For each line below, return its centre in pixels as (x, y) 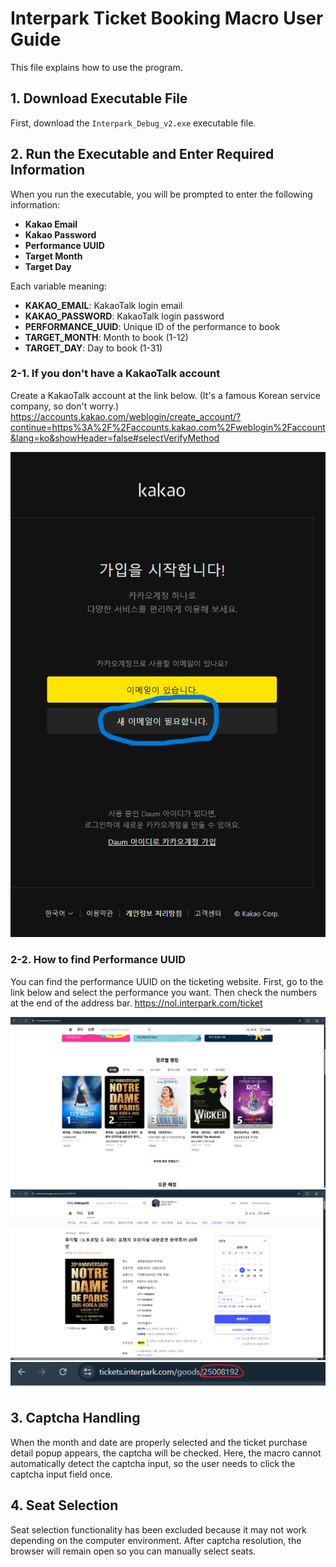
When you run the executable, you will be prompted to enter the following (161, 194)
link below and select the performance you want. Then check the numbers (164, 992)
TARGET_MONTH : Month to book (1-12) (106, 337)
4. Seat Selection (64, 1505)
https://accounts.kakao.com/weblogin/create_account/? (126, 416)
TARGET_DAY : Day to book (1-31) (93, 348)
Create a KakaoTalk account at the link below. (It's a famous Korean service (165, 395)
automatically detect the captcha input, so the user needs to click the (153, 1463)
